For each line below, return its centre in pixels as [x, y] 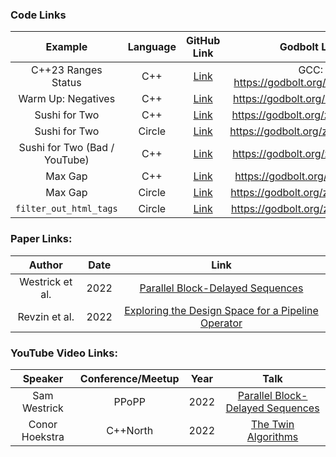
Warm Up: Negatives [67, 99]
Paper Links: [41, 239]
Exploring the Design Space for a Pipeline [221, 310]
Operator [221, 323]
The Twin [272, 424]
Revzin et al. [46, 316]
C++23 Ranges [66, 70]
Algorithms [272, 436]
